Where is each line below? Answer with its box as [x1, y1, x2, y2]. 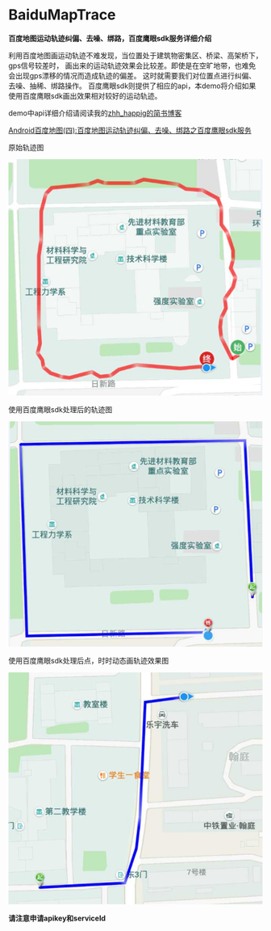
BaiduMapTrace [8, 6, 116, 24]
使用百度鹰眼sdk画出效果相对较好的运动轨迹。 [8, 91, 162, 100]
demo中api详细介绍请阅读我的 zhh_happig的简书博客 [8, 107, 182, 118]
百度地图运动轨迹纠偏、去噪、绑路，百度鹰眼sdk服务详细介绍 [8, 33, 212, 43]
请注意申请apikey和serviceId [8, 913, 106, 923]
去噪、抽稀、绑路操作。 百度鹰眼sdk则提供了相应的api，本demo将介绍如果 [8, 81, 256, 91]
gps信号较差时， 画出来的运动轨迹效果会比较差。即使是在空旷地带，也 [8, 61, 242, 70]
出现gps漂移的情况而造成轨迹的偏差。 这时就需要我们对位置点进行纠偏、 [15, 70, 256, 80]
